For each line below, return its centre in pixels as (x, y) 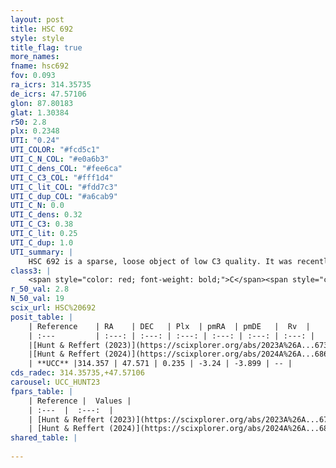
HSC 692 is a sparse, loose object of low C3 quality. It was (160, 261)
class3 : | (31, 271)
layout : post (37, 19)
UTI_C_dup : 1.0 (42, 242)
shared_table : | (44, 438)
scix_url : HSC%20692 (53, 308)
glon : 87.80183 (42, 103)
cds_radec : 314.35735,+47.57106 (77, 373)
